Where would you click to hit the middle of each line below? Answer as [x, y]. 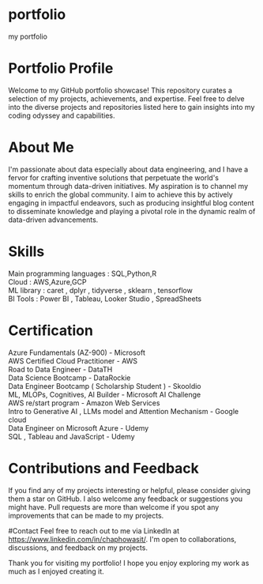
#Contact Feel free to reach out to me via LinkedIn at [94, 530]
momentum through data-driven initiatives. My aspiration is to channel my [128, 186]
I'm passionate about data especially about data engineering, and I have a [128, 169]
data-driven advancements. [53, 220]
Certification [51, 330]
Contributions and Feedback [104, 468]
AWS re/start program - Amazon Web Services [84, 403]
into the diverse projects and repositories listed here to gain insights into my [131, 107]
